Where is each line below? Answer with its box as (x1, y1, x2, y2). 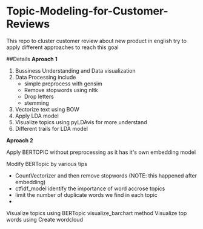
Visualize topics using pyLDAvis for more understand (15, 118, 147, 125)
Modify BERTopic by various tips (6, 160, 88, 167)
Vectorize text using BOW (15, 105, 80, 113)
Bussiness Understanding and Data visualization (15, 67, 136, 74)
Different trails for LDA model (15, 125, 88, 132)
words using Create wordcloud (6, 216, 84, 223)
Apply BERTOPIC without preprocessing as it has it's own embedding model (6, 148, 196, 156)
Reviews (6, 17, 50, 31)
